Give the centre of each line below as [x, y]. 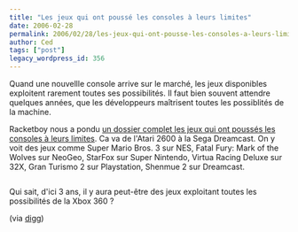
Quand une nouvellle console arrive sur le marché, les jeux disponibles [138, 84]
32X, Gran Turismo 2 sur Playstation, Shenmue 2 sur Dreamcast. [127, 166]
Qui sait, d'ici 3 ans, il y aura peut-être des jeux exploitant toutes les [133, 192]
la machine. [30, 112]
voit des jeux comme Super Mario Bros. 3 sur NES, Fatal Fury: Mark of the [144, 148]
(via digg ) [27, 218]
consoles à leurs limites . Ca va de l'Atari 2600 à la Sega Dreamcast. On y [142, 139]
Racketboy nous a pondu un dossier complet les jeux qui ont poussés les [142, 129]
